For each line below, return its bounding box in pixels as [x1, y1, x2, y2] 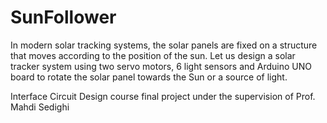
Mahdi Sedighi [10, 101, 70, 113]
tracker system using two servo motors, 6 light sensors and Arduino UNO [10, 60, 313, 72]
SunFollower [10, 6, 117, 29]
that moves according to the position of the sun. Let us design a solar [10, 49, 296, 61]
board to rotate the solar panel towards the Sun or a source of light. [10, 71, 288, 83]
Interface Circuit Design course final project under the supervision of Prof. [10, 90, 316, 102]
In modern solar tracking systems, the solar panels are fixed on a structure [10, 39, 318, 51]
